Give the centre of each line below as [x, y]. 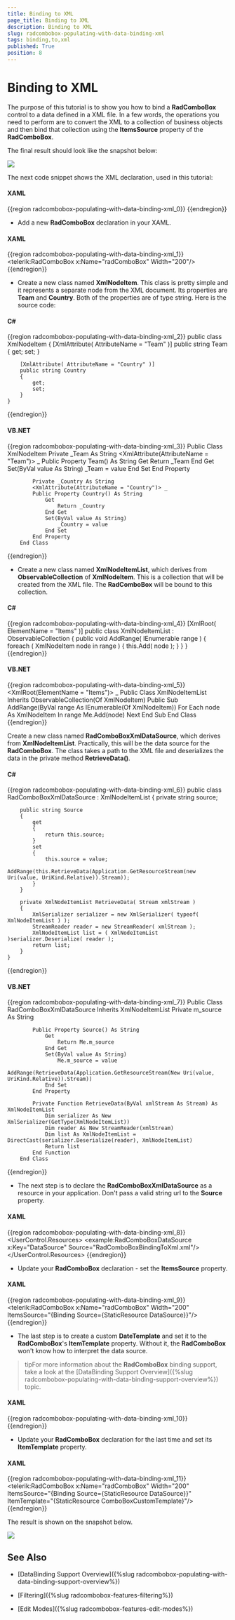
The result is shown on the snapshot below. [70, 1522]
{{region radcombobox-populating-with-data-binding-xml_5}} [96, 685]
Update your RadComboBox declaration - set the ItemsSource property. [122, 1268]
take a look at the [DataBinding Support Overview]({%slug [108, 1372]
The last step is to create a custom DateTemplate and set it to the [112, 1336]
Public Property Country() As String [87, 493]
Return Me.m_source [86, 1042]
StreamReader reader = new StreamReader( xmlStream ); [114, 927]
